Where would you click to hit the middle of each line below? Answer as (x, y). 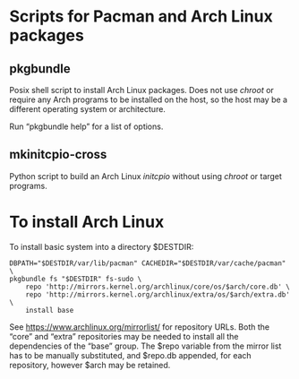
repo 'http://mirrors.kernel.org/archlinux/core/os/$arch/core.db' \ (158, 287)
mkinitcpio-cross (58, 155)
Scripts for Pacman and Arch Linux (141, 17)
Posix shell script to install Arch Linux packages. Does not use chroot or (142, 90)
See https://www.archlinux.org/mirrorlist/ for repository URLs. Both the (140, 327)
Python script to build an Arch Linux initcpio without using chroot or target (145, 176)
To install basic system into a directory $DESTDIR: (102, 246)
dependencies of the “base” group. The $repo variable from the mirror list (145, 346)
